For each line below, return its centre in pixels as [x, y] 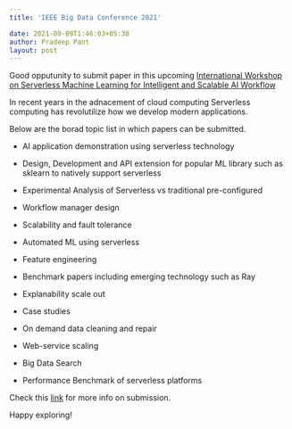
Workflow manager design [71, 208]
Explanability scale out [63, 294]
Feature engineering [59, 260]
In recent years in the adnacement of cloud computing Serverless [130, 103]
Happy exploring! [41, 415]
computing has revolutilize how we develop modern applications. [129, 111]
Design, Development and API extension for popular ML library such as [153, 164]
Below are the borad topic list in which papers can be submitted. [128, 129]
